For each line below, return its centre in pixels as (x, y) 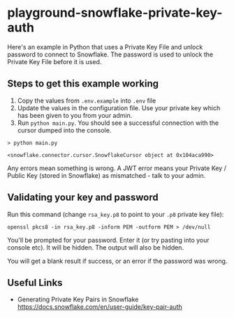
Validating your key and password (83, 198)
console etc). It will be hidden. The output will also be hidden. (95, 247)
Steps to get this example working (83, 84)
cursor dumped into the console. (64, 130)
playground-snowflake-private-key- (115, 13)
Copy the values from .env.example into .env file (87, 100)
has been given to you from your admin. (75, 115)
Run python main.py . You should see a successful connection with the (118, 123)
